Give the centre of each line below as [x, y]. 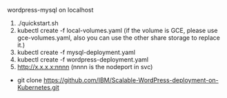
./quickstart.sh [38, 23]
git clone [30, 80]
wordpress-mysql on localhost [50, 10]
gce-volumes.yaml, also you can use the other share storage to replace [119, 38]
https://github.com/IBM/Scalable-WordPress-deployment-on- [131, 80]
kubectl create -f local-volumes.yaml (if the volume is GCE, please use [117, 30]
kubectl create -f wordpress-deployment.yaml [83, 60]
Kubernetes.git [38, 87]
